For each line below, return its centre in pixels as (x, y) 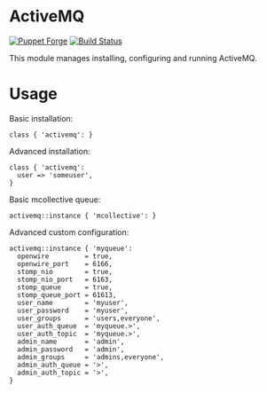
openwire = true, (65, 256)
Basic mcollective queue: (55, 199)
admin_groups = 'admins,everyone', (91, 357)
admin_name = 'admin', (71, 342)
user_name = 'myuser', (73, 303)
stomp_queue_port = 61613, (67, 295)
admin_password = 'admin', (71, 349)
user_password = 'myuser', (73, 310)
